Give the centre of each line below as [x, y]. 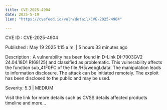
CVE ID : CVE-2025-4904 [32, 37]
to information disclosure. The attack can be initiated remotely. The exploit [82, 73]
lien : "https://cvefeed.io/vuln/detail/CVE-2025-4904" [64, 19]
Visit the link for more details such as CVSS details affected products [76, 97]
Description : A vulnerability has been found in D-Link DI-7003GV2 [74, 57]
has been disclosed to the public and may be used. [58, 78]
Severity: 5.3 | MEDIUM [29, 88]
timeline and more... [26, 103]
